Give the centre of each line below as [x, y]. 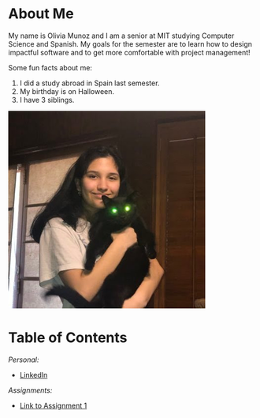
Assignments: [30, 390]
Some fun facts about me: [50, 67]
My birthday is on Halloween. [67, 91]
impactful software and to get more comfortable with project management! [129, 52]
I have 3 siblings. [47, 100]
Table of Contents [68, 338]
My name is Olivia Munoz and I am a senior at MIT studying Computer [121, 36]
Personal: [24, 360]
